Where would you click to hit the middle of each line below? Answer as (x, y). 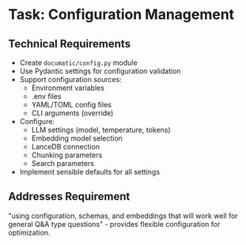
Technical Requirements (70, 44)
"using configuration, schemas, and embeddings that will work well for (123, 216)
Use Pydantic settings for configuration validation (100, 71)
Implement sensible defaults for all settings (90, 172)
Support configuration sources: (71, 79)
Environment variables (68, 88)
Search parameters (63, 163)
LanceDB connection (66, 147)
